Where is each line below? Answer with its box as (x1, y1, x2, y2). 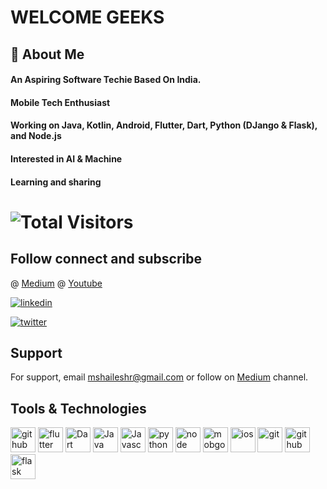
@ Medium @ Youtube (10, 277, 103, 289)
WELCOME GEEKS (10, 6, 165, 29)
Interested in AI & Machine (10, 152, 123, 165)
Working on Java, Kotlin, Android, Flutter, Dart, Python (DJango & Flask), (10, 119, 318, 131)
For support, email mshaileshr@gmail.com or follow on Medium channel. (10, 371, 309, 383)
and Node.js (10, 130, 62, 142)
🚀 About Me (10, 46, 85, 63)
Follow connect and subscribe (10, 251, 203, 268)
